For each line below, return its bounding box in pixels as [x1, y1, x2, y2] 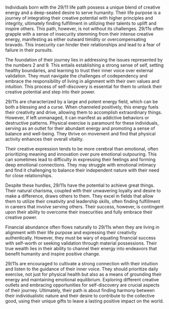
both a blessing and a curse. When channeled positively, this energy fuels [5, 104, 159, 110]
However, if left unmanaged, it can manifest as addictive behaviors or [5, 115, 149, 120]
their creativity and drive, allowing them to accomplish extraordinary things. [5, 109, 162, 115]
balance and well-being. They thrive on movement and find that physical [5, 131, 156, 136]
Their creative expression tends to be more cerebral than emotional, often [5, 146, 158, 151]
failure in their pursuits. [5, 47, 53, 53]
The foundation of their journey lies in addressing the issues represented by [5, 57, 163, 62]
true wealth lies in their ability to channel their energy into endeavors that [5, 246, 157, 251]
